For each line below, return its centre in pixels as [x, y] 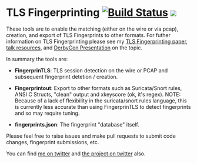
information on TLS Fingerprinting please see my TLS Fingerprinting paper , [97, 41]
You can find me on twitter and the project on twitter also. [76, 154]
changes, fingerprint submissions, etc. [53, 142]
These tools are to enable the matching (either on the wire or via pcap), [92, 29]
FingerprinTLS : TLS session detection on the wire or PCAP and [91, 70]
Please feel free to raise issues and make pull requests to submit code [91, 136]
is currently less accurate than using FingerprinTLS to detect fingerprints [103, 107]
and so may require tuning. [47, 113]
